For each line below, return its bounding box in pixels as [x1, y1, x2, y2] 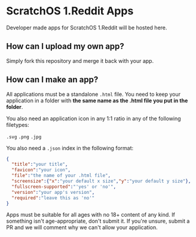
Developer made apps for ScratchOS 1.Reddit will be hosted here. [6, 24, 167, 31]
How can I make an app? [6, 75, 99, 85]
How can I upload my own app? [6, 41, 124, 51]
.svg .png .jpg [6, 133, 42, 140]
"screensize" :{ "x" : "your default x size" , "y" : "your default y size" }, [11, 178, 191, 184]
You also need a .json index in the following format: [6, 144, 134, 151]
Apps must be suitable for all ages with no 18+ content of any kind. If [6, 211, 175, 218]
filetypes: [6, 121, 30, 128]
